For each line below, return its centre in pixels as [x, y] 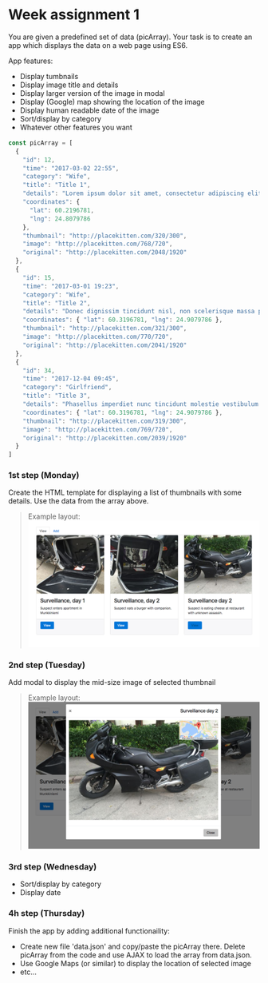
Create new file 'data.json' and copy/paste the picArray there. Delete [132, 946]
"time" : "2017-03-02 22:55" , [71, 168]
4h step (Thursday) [47, 913]
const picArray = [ [41, 143]
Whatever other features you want [76, 127]
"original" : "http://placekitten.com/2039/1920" [105, 438]
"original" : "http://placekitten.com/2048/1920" [105, 253]
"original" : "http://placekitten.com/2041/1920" [105, 345]
